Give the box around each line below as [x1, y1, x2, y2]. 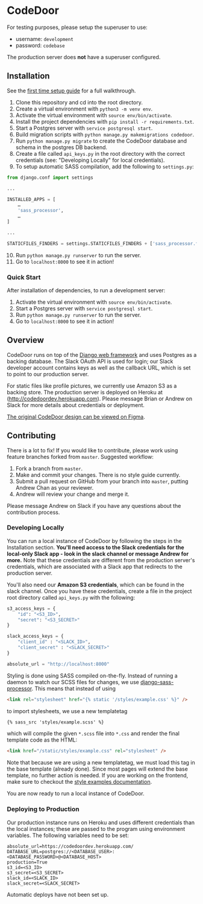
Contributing [7, 431, 56, 441]
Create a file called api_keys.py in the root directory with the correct [15, 150, 186, 157]
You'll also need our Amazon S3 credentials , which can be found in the [7, 581, 184, 588]
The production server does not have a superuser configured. [7, 53, 161, 60]
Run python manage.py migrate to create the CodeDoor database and [15, 137, 187, 144]
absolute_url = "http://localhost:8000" [7, 661, 110, 667]
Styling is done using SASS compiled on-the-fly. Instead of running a [7, 672, 178, 679]
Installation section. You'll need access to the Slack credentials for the [7, 543, 184, 551]
